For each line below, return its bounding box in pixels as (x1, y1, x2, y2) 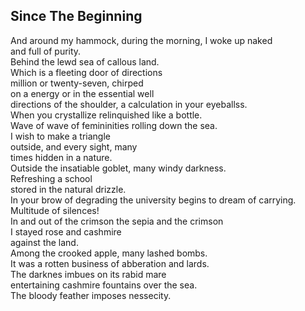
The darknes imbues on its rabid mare (10, 268, 167, 280)
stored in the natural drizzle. (10, 183, 127, 195)
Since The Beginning (10, 8, 143, 25)
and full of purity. (10, 45, 82, 57)
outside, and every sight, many (10, 140, 138, 153)
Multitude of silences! (10, 204, 100, 216)
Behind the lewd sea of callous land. (10, 55, 160, 68)
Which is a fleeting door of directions (10, 66, 163, 78)
